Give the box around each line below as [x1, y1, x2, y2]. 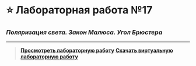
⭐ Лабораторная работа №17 [6, 4, 153, 17]
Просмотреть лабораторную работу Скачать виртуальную [20, 47, 173, 54]
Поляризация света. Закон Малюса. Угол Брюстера [6, 29, 163, 37]
